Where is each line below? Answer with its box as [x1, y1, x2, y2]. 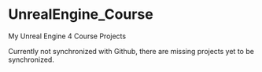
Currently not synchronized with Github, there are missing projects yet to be [8, 46, 254, 56]
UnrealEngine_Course [8, 5, 153, 23]
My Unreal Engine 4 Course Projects [8, 31, 127, 41]
